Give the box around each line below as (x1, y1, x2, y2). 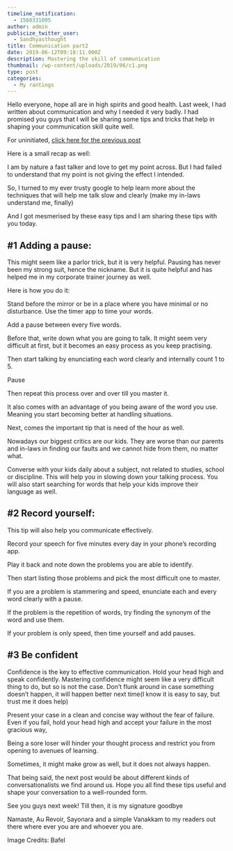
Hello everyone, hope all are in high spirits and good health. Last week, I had (7, 100, 226, 108)
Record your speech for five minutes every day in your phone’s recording (7, 540, 217, 548)
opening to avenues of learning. (7, 746, 99, 754)
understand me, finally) (7, 199, 74, 207)
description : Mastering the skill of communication (7, 56, 160, 63)
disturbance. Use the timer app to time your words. (7, 307, 154, 316)
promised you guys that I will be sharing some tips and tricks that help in (7, 115, 215, 124)
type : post (7, 68, 39, 75)
